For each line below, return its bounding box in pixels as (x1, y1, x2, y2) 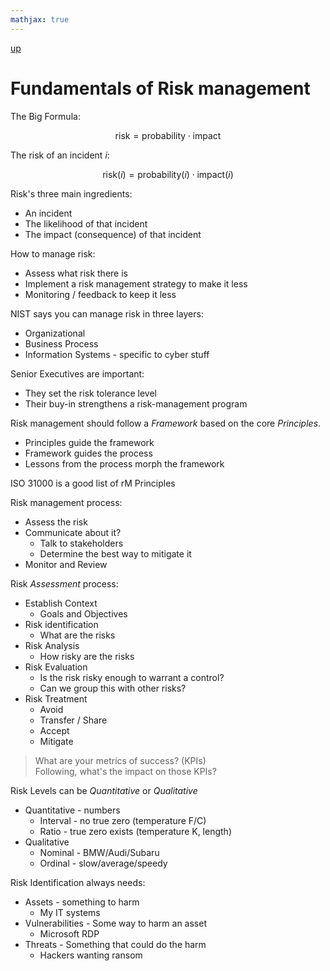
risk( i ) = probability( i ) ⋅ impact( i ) (102, 168, 234, 180)
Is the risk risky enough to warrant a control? (39, 671, 225, 683)
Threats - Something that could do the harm (24, 938, 207, 950)
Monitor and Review (24, 558, 108, 570)
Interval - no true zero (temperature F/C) (39, 814, 207, 826)
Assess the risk (24, 516, 88, 528)
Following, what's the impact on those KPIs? (34, 765, 217, 777)
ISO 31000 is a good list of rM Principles (10, 477, 176, 489)
